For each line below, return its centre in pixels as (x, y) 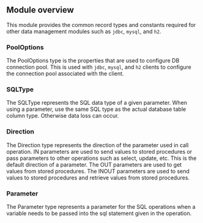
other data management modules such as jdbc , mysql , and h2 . (84, 31)
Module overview (40, 10)
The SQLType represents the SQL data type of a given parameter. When (97, 103)
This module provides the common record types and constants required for (101, 25)
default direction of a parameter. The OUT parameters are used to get (94, 164)
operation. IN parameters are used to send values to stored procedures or (99, 151)
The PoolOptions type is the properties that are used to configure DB (93, 61)
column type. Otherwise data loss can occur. (63, 116)
